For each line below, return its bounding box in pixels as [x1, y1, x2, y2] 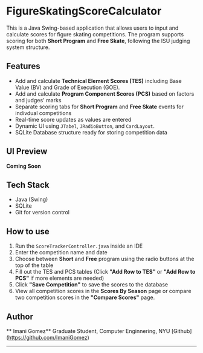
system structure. [6, 44, 50, 51]
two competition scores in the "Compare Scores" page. [14, 294, 155, 301]
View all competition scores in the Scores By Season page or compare [14, 288, 192, 295]
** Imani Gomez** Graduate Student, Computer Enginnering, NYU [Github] [6, 328, 192, 334]
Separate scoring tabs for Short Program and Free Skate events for [14, 103, 184, 110]
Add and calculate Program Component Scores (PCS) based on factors [14, 90, 195, 97]
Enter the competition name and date [14, 249, 108, 256]
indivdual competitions [14, 109, 72, 116]
